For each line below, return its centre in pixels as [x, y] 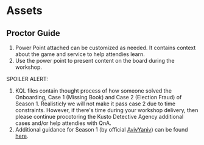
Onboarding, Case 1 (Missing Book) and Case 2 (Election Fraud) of [98, 97]
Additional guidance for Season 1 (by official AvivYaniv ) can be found [101, 129]
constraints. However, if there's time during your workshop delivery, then [107, 110]
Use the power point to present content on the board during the [95, 61]
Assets [24, 11]
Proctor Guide [33, 33]
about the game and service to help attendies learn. [80, 54]
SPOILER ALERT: [27, 79]
